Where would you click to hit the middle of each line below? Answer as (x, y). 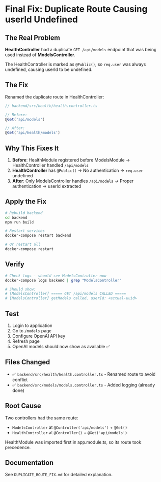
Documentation (29, 463)
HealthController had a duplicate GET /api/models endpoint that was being (81, 49)
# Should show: (21, 289)
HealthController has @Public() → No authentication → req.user (78, 170)
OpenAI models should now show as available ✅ (61, 346)
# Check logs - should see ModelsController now (56, 276)
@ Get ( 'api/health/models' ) (33, 133)
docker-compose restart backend (38, 236)
